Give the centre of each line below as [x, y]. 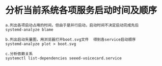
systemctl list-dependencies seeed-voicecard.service [64, 58]
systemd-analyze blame [29, 29]
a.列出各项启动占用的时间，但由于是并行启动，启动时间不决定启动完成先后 [72, 25]
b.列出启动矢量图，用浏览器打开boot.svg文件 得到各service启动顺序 [71, 39]
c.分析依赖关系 [19, 54]
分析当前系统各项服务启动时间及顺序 [81, 10]
